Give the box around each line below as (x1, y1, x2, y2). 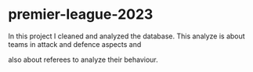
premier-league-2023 (8, 5, 154, 23)
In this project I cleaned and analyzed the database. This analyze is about (8, 31, 245, 41)
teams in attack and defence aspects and (8, 39, 142, 49)
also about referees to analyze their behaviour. (8, 55, 158, 64)
